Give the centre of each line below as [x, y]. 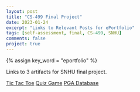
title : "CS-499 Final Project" [44, 17]
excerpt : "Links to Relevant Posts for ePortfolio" [70, 28]
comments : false [26, 38]
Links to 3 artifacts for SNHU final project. [57, 72]
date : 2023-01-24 [27, 22]
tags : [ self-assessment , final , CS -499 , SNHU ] [64, 33]
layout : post [22, 11]
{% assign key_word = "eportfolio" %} [52, 60]
